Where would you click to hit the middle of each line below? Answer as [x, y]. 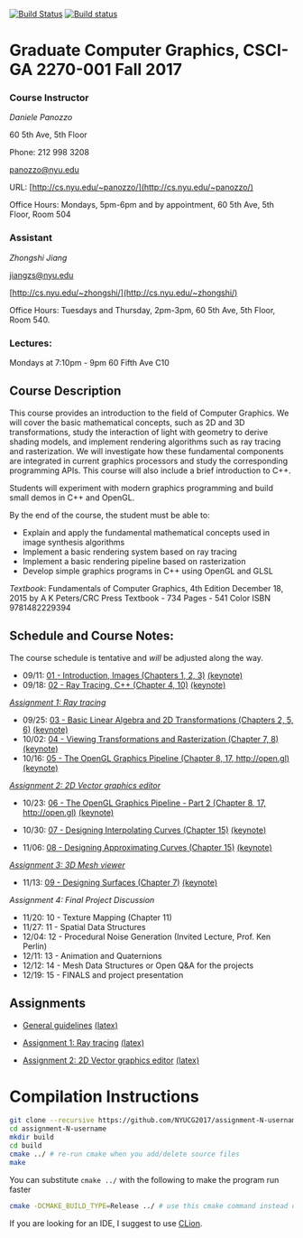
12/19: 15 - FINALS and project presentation [103, 974]
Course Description [65, 391]
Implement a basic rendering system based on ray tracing [129, 552]
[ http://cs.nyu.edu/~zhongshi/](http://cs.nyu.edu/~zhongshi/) [124, 293]
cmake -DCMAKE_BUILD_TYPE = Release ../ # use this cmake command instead [149, 1205]
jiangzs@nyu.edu [41, 275]
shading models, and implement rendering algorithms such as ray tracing [145, 442]
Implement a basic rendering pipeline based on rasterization [134, 561]
